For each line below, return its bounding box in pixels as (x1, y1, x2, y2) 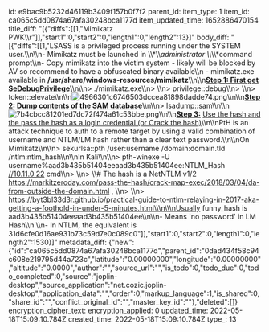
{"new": (108, 237, 135, 247)
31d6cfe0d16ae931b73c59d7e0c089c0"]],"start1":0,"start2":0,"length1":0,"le (8, 229, 260, 238)
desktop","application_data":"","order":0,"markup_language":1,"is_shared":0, (8, 289, 260, 298)
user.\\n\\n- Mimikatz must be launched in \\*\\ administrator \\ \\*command (8, 50, 253, 59)
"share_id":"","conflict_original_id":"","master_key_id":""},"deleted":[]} (8, 297, 238, 306)
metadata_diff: (59, 237, 107, 247)
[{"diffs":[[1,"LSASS (8, 41, 72, 51)
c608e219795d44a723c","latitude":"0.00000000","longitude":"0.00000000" (8, 255, 262, 264)
